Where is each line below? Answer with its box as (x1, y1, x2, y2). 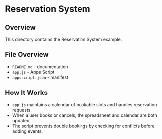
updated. (12, 117, 31, 123)
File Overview (5, 50, 49, 59)
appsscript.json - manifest (12, 74, 69, 80)
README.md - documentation (12, 63, 68, 70)
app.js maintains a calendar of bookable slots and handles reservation (12, 101, 157, 107)
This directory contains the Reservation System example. (5, 36, 122, 42)
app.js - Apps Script (12, 69, 55, 75)
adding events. (12, 128, 43, 134)
